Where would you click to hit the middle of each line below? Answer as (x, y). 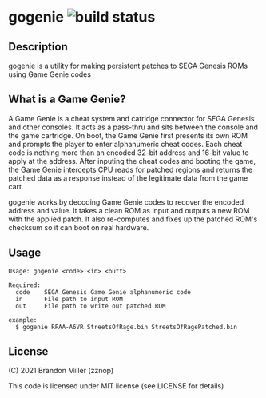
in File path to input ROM (69, 299)
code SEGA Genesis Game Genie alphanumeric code (103, 292)
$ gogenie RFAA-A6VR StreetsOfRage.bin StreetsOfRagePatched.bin (127, 327)
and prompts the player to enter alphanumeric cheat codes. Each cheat (125, 144)
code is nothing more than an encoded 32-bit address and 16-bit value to (129, 153)
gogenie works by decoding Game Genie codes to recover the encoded (126, 202)
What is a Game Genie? (67, 99)
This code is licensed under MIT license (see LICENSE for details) (116, 386)
